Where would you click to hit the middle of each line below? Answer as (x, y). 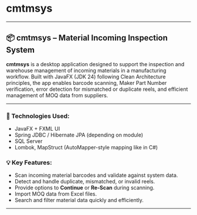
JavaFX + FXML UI (37, 129)
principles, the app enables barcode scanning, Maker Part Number (86, 83)
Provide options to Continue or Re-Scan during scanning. (84, 188)
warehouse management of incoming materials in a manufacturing (86, 70)
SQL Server (28, 141)
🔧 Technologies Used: (38, 116)
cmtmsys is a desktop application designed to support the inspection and (95, 64)
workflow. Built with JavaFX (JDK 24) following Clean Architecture (86, 76)
